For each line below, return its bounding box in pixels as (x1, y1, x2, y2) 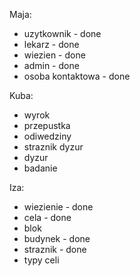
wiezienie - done (23, 201, 94, 213)
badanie (23, 162, 58, 174)
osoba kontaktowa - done (23, 70, 131, 82)
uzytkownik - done (23, 28, 102, 39)
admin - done (23, 60, 80, 71)
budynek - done (23, 233, 91, 244)
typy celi (23, 254, 60, 266)
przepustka (23, 120, 71, 131)
